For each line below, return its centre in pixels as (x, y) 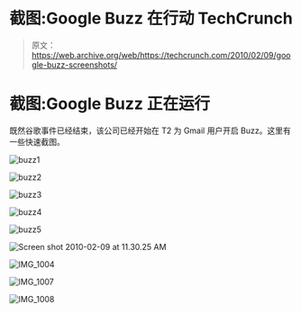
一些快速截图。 (37, 141)
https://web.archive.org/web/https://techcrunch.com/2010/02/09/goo (161, 55)
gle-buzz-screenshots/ (74, 65)
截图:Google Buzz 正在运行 (109, 104)
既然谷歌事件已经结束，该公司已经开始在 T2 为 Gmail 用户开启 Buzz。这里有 (150, 130)
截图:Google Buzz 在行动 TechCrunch (151, 18)
